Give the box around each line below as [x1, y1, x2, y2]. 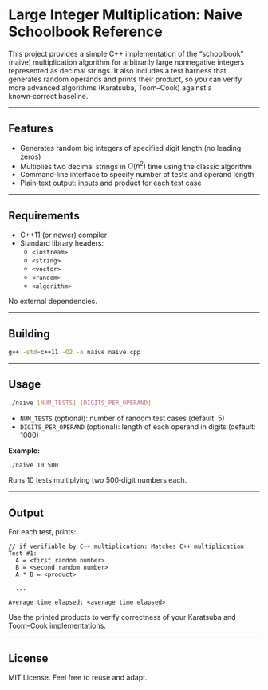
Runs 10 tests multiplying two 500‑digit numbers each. [8, 475, 187, 485]
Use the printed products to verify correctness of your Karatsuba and [8, 613, 237, 622]
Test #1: [8, 550, 37, 558]
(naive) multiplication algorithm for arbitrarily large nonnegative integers [8, 57, 245, 67]
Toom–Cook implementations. [8, 621, 106, 631]
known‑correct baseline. [8, 91, 89, 101]
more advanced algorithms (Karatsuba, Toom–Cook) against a [8, 82, 213, 93]
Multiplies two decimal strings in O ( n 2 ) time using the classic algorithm [19, 160, 253, 171]
